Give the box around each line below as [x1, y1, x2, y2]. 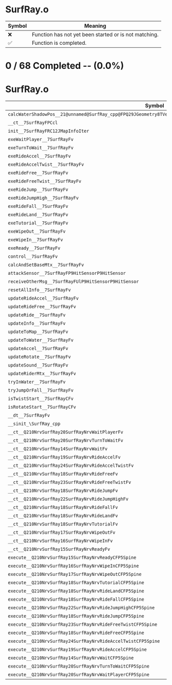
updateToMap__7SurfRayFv [8, 329, 69, 335]
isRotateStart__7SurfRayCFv [8, 404, 76, 410]
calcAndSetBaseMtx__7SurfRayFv [8, 262, 84, 268]
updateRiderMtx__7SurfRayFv [8, 371, 76, 377]
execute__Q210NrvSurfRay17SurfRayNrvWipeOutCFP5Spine [8, 571, 142, 577]
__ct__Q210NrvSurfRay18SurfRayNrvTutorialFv [8, 521, 118, 527]
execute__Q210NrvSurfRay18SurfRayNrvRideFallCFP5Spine [8, 596, 144, 603]
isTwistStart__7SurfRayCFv [8, 396, 74, 402]
